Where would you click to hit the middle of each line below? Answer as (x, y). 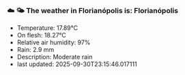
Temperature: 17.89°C (47, 28)
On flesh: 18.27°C (42, 35)
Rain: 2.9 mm (35, 50)
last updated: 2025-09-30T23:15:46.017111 (77, 64)
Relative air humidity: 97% (54, 42)
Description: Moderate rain (55, 57)
